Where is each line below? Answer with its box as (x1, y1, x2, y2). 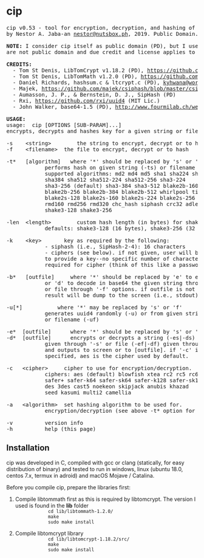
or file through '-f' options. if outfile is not (44, 286, 195, 292)
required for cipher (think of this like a (44, 261, 176, 268)
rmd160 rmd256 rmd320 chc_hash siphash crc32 (44, 201, 183, 207)
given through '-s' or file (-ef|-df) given (44, 340, 180, 347)
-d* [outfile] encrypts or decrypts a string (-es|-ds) (6, 334, 195, 341)
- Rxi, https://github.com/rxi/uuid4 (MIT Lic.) (12, 97, 160, 104)
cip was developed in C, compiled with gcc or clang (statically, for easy (6, 459, 185, 466)
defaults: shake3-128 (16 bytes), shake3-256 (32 (44, 225, 195, 232)
